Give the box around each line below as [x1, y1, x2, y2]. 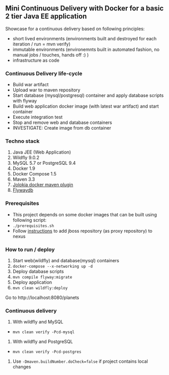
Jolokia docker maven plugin [12, 182, 73, 188]
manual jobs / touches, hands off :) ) [12, 52, 89, 58]
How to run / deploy [5, 246, 55, 253]
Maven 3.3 [12, 176, 35, 183]
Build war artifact [12, 82, 49, 88]
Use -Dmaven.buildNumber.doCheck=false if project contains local [12, 358, 148, 364]
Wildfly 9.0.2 [12, 155, 40, 161]
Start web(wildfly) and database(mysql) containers [12, 258, 120, 263]
